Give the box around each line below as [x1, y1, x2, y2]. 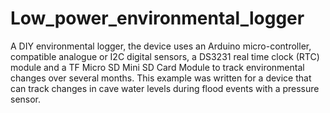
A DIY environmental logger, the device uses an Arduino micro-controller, [10, 40, 312, 52]
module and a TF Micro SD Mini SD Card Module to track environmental [10, 61, 305, 73]
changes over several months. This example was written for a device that [10, 72, 312, 84]
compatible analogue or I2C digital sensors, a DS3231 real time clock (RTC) [10, 50, 320, 62]
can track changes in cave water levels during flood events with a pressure [10, 82, 320, 94]
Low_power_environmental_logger [10, 7, 305, 30]
